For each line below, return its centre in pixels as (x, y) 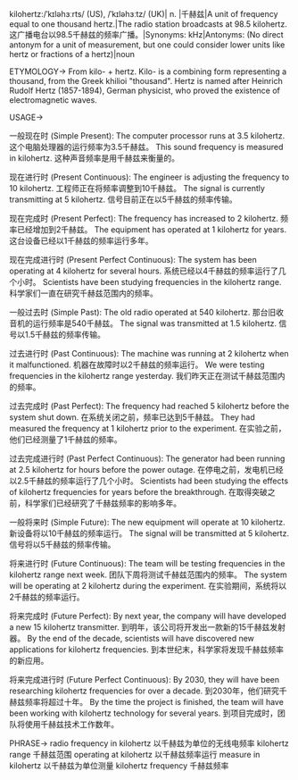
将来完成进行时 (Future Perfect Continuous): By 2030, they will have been (144, 679)
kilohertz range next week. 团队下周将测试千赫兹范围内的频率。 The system (148, 575)
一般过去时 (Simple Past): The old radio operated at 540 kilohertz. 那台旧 (143, 312)
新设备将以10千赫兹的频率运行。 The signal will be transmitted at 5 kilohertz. (149, 533)
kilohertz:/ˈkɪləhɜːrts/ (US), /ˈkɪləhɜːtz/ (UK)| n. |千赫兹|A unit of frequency (144, 14)
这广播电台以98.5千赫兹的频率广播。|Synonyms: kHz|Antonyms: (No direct (146, 34)
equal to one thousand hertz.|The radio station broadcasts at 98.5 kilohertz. (148, 24)
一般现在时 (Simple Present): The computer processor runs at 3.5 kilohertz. (147, 136)
